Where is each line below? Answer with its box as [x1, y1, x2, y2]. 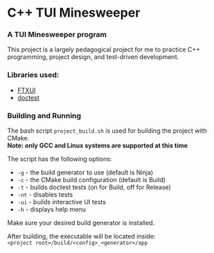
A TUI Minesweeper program [7, 30, 107, 40]
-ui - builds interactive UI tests [17, 198, 107, 206]
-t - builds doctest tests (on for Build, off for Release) [17, 183, 171, 192]
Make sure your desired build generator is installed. [7, 219, 155, 227]
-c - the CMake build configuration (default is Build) [17, 176, 166, 184]
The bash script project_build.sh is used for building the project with [7, 126, 207, 135]
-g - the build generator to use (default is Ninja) [17, 168, 153, 177]
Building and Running [7, 111, 82, 120]
